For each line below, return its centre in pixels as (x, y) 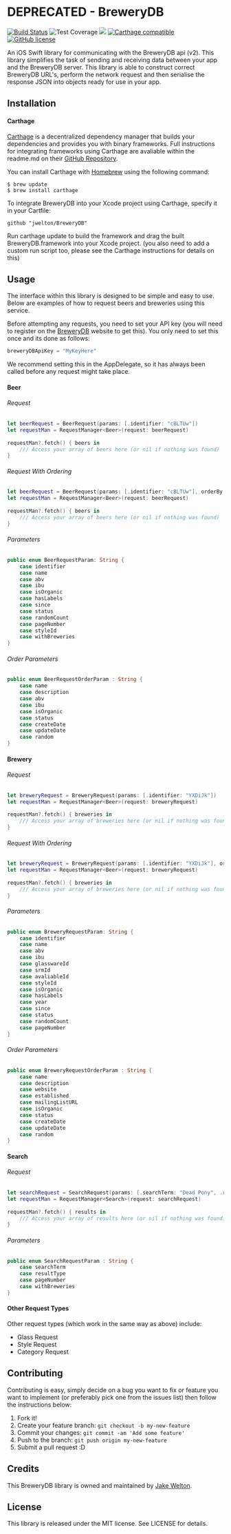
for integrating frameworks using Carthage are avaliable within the (101, 151)
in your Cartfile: (29, 210)
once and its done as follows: (49, 339)
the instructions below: (40, 1405)
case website (38, 1090)
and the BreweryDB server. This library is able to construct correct (101, 67)
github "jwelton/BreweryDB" (47, 223)
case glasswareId (44, 964)
